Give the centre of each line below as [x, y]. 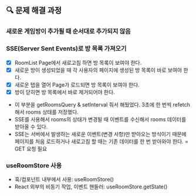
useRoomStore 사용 [34, 165]
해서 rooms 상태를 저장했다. [47, 112]
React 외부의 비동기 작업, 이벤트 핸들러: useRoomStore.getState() [91, 187]
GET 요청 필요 [31, 148]
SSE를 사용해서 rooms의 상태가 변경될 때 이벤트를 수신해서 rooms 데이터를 [100, 119]
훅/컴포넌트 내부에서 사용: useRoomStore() [64, 180]
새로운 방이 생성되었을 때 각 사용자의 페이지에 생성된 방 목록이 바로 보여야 [98, 70]
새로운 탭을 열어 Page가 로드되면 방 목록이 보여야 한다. [77, 85]
